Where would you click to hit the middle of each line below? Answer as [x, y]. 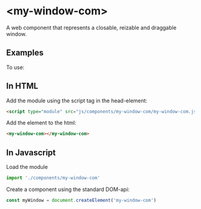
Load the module [27, 167]
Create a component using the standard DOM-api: [68, 189]
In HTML [22, 86]
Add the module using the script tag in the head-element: [77, 101]
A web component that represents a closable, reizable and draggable [91, 28]
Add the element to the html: [41, 123]
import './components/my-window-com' [53, 178]
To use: [16, 67]
